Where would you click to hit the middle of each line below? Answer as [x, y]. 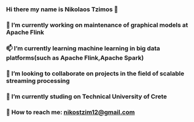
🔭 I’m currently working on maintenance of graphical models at [97, 25]
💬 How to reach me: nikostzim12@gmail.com [71, 112]
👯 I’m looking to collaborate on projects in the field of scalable [95, 74]
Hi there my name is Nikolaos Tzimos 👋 [62, 9]
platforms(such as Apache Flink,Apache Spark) [75, 58]
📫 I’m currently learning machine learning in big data [83, 48]
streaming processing [38, 81]
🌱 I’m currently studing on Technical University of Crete [87, 96]
